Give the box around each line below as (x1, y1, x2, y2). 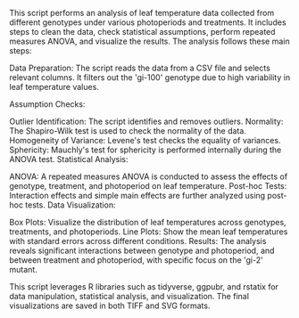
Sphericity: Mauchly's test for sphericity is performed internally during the (9, 144, 282, 155)
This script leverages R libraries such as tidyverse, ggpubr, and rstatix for (9, 281, 279, 292)
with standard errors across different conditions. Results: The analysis (9, 236, 267, 246)
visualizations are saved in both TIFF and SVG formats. (9, 300, 211, 311)
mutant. (9, 265, 37, 274)
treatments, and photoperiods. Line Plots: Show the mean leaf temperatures (9, 226, 288, 237)
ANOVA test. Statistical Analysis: (9, 154, 129, 164)
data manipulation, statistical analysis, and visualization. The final (9, 291, 250, 301)
